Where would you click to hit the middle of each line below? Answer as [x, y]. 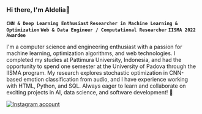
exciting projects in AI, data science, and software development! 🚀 [90, 93]
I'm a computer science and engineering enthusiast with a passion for [94, 47]
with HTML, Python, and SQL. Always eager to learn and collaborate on [96, 86]
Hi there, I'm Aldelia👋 [38, 10]
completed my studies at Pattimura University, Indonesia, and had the [94, 60]
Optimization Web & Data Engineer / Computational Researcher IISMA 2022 [101, 30]
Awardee [16, 36]
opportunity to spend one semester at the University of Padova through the [101, 66]
